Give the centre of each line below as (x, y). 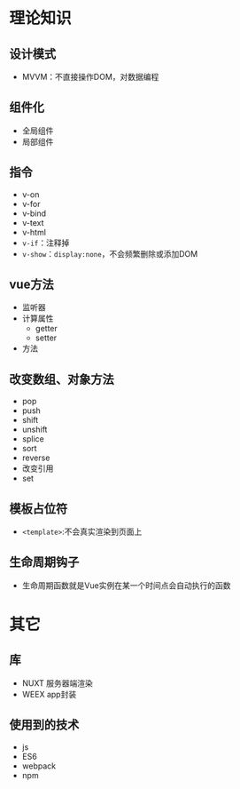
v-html (34, 232)
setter (46, 338)
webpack (39, 766)
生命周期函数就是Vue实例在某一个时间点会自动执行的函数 (126, 585)
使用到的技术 (44, 725)
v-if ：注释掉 (46, 243)
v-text (33, 222)
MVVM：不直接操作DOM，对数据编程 (90, 77)
